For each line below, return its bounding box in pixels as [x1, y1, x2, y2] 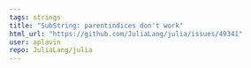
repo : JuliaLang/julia [9, 46, 93, 55]
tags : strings [9, 12, 62, 22]
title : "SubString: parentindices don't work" [9, 21, 184, 30]
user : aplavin [9, 37, 62, 47]
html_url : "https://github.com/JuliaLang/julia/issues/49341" [9, 29, 243, 38]
